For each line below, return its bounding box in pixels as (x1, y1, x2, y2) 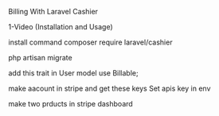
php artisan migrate (8, 53, 73, 62)
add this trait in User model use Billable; (8, 68, 139, 78)
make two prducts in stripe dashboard (8, 99, 133, 108)
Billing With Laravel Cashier (8, 7, 98, 16)
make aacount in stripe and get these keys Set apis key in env (8, 83, 211, 93)
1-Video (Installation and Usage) (8, 22, 113, 31)
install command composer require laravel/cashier (8, 37, 173, 47)
